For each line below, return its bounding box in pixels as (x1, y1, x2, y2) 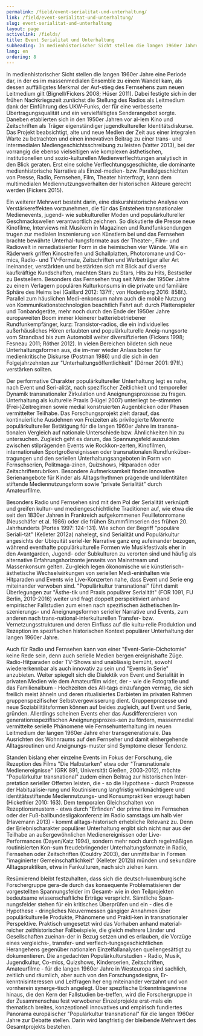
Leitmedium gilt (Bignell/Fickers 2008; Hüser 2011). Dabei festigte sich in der (6, 90, 197, 97)
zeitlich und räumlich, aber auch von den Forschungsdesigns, (6, 971, 160, 978)
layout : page (6, 25, 39, 32)
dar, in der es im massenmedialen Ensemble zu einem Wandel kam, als (6, 77, 182, 84)
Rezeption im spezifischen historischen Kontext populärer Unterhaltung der (6, 627, 194, 634)
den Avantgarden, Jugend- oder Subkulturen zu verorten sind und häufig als (6, 550, 196, 557)
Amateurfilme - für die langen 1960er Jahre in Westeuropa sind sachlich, (6, 965, 187, 972)
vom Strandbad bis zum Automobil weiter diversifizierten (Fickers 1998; (6, 333, 184, 340)
